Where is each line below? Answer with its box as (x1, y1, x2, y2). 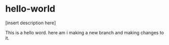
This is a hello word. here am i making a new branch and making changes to (5, 29, 164, 35)
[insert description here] (5, 20, 56, 26)
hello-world (5, 3, 56, 15)
